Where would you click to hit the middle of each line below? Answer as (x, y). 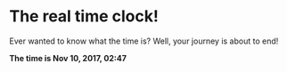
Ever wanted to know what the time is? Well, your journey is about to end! (144, 41)
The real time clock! (84, 16)
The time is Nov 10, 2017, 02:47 (68, 58)
